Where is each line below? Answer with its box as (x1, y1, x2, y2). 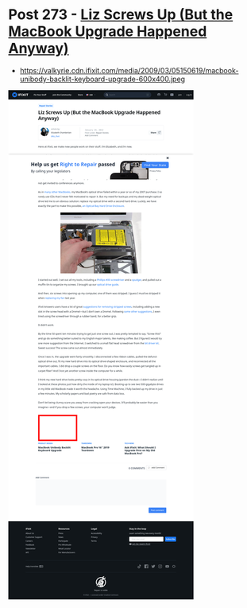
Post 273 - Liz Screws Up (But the (8, 6, 233, 24)
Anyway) (8, 40, 69, 57)
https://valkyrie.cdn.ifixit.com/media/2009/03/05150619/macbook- (19, 65, 239, 75)
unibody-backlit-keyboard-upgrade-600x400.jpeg (19, 74, 185, 84)
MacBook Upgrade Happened (8, 22, 207, 41)
